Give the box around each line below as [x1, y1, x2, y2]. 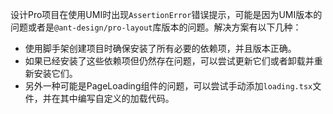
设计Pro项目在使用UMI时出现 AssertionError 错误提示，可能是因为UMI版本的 [10, 9, 323, 20]
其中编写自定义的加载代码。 [59, 93, 175, 104]
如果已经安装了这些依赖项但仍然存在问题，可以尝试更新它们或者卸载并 [24, 55, 315, 67]
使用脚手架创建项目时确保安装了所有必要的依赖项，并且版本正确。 [24, 43, 297, 54]
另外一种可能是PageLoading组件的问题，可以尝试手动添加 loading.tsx [24, 80, 313, 92]
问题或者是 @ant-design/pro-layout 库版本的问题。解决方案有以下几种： [10, 21, 302, 33]
